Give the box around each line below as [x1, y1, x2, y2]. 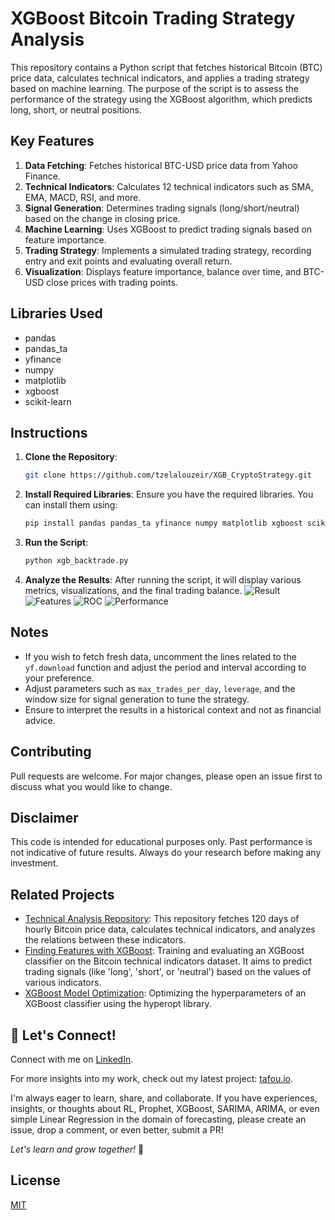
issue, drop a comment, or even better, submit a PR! [10, 1124, 224, 1136]
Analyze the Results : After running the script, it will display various [24, 574, 302, 586]
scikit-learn [24, 395, 72, 407]
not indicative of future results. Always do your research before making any [10, 847, 322, 859]
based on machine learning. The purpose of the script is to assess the [10, 82, 299, 94]
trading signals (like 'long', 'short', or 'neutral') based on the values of [24, 966, 312, 978]
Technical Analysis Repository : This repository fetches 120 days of [24, 913, 300, 925]
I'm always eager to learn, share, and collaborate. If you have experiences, [10, 1092, 318, 1104]
